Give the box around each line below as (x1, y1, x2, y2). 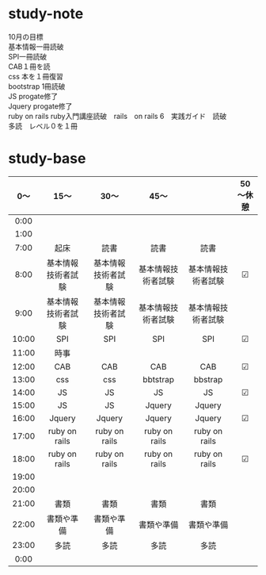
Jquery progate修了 (8, 101, 73, 111)
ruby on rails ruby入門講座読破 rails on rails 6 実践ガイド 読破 (8, 111, 227, 121)
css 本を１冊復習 (8, 71, 63, 81)
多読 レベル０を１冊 (8, 121, 78, 131)
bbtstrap (142, 374, 174, 385)
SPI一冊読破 (8, 52, 47, 61)
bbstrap (193, 374, 223, 385)
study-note (8, 5, 84, 23)
